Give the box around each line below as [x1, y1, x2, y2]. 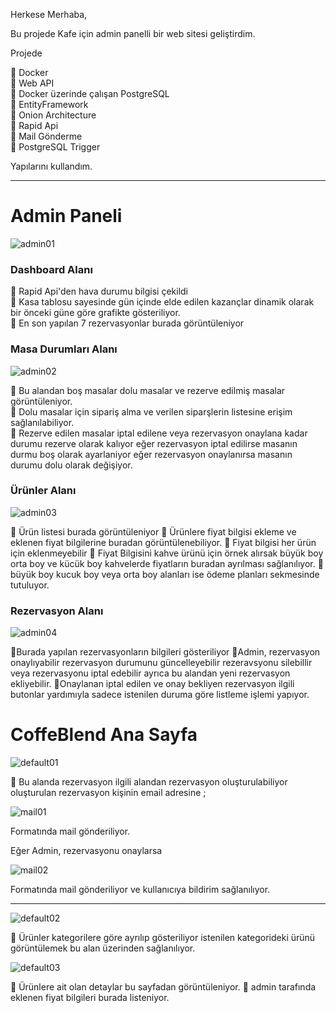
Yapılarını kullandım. [10, 160, 93, 172]
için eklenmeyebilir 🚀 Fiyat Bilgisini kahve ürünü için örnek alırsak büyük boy [10, 547, 324, 559]
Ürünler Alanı [10, 484, 77, 498]
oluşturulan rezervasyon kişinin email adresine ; [10, 787, 207, 799]
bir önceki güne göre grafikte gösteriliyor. [10, 307, 181, 319]
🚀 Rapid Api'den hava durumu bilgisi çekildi [10, 285, 189, 298]
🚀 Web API [10, 77, 55, 89]
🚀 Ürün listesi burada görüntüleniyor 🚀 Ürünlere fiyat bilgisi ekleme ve [10, 525, 297, 538]
